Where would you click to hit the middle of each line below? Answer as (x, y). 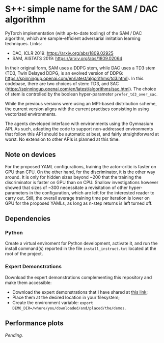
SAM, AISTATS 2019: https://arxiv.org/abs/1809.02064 (67, 58)
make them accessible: (28, 282)
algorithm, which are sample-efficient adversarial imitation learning (73, 38)
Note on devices (31, 155)
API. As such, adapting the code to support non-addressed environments (79, 128)
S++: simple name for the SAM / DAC (82, 9)
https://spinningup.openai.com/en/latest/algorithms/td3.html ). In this (74, 78)
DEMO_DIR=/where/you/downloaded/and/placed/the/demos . (69, 308)
